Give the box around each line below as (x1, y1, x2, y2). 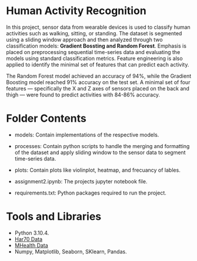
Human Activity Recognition (6, 4, 147, 18)
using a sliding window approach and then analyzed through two (6, 36, 163, 43)
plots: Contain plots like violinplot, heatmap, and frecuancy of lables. (14, 166, 181, 173)
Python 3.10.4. (14, 229, 49, 236)
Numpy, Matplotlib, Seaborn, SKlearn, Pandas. (14, 248, 128, 255)
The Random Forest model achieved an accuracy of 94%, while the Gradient (6, 72, 192, 79)
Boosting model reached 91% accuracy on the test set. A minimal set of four (6, 78, 191, 86)
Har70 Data (14, 235, 43, 242)
